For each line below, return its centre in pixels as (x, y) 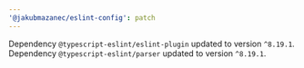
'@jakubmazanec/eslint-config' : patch (82, 18)
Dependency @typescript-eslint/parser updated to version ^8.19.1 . (137, 53)
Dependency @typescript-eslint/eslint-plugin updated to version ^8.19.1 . (152, 44)
